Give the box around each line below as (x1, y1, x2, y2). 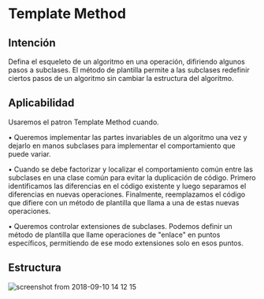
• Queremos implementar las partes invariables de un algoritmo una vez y (8, 132, 247, 142)
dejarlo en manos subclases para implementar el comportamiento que (8, 141, 236, 150)
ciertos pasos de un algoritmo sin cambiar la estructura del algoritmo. (8, 74, 234, 83)
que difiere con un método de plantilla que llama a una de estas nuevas (8, 197, 240, 207)
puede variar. (8, 149, 51, 158)
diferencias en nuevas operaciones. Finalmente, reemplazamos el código (8, 190, 246, 199)
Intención (8, 36, 57, 50)
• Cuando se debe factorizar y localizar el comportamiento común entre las (8, 164, 254, 174)
